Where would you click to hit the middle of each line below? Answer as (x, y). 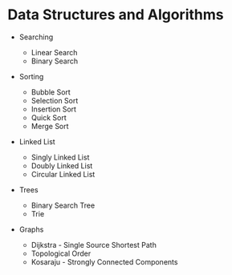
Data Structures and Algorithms (116, 15)
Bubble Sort (51, 92)
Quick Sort (49, 117)
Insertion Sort (54, 109)
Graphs (31, 229)
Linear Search (54, 52)
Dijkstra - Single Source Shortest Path (94, 245)
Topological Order (61, 253)
